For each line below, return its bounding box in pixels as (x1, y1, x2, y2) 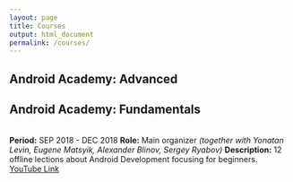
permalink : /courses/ (9, 38, 90, 48)
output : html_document (9, 30, 94, 39)
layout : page (9, 13, 58, 22)
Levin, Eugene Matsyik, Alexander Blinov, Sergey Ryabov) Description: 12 (9, 144, 282, 155)
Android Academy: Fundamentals (9, 102, 202, 117)
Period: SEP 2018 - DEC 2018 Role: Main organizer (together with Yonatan (9, 135, 284, 146)
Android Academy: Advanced (9, 71, 178, 86)
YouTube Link (9, 163, 60, 175)
